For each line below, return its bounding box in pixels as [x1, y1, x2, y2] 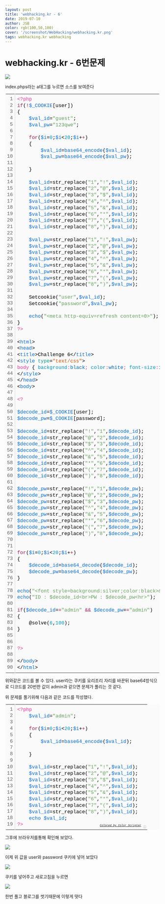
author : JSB [5, 21, 29, 26]
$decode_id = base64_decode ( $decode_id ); [28, 563, 138, 569]
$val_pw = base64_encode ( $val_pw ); [41, 154, 133, 160]
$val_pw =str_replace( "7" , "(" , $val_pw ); [28, 275, 138, 282]
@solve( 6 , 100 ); [28, 620, 71, 626]
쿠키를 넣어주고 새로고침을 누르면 [5, 874, 69, 879]
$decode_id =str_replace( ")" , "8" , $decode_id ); [17, 473, 144, 480]
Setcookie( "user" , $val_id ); [28, 294, 106, 301]
